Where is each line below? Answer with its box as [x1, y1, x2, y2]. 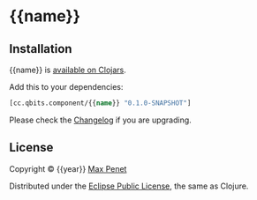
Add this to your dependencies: [9, 82, 124, 92]
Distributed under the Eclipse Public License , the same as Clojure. [9, 181, 249, 191]
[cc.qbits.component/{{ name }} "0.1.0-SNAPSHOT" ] [9, 99, 192, 107]
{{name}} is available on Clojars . [9, 64, 126, 75]
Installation [9, 41, 72, 56]
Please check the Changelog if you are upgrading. [9, 115, 192, 125]
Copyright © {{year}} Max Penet [9, 163, 127, 174]
